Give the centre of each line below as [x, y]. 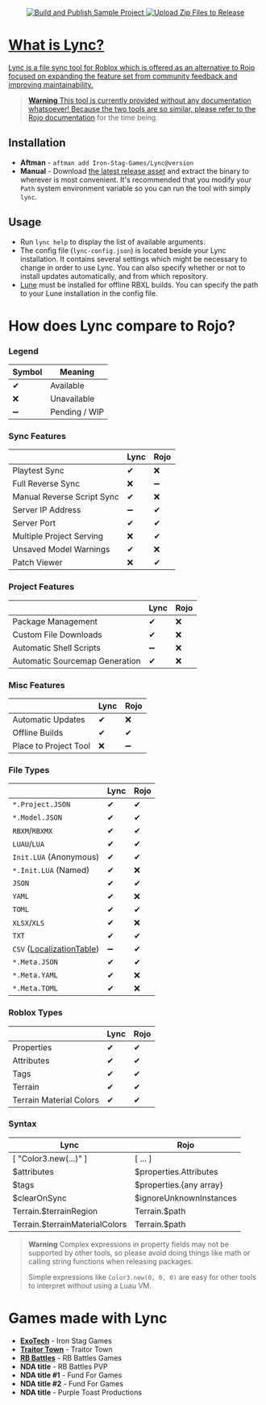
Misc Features [37, 685]
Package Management [55, 621]
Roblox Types [35, 1013]
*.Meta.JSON [35, 962]
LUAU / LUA [29, 844]
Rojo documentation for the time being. [93, 117]
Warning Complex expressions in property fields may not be [129, 1244]
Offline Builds [38, 732]
